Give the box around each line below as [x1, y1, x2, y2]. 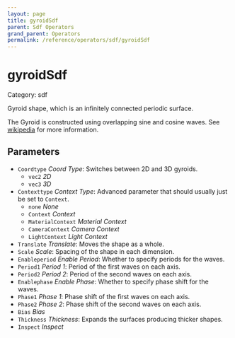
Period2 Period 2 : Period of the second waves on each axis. [17, 269, 193, 278]
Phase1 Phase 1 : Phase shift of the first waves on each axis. [17, 292, 190, 301]
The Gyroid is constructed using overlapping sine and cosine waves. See [7, 118, 220, 127]
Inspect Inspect [17, 322, 64, 331]
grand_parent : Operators [7, 30, 81, 37]
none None [28, 202, 59, 211]
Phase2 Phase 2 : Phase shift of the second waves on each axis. [17, 300, 202, 308]
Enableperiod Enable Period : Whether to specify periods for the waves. [17, 255, 225, 263]
